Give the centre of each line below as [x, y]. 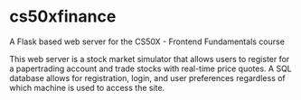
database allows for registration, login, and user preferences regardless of [148, 77]
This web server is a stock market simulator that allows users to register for [150, 59]
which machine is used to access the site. [87, 87]
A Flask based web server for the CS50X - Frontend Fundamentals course [147, 41]
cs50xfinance [63, 17]
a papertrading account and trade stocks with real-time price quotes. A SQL [150, 68]
